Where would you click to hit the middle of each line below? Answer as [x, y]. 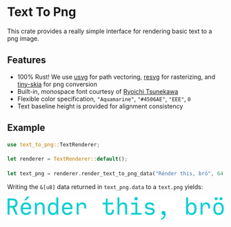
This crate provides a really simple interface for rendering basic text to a [110, 31]
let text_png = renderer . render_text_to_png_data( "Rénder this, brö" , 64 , [117, 174]
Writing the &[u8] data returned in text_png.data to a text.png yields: [105, 186]
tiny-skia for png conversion [57, 84]
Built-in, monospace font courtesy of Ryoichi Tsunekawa [98, 91]
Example [26, 128]
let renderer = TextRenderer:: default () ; [68, 159]
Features [27, 60]
